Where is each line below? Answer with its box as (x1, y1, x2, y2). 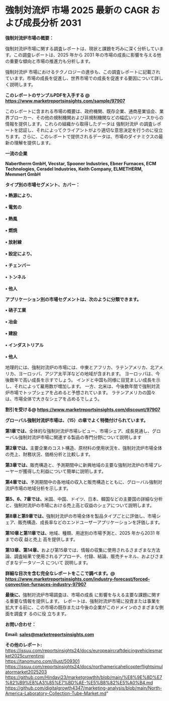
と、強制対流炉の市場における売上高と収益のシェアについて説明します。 (5, 502, 154, 508)
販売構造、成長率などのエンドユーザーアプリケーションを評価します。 (18, 519, 163, 525)
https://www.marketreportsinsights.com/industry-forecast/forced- (5, 576, 150, 582)
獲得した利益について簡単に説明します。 (22, 468, 107, 474)
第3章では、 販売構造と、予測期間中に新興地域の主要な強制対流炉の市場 (5, 462, 153, 468)
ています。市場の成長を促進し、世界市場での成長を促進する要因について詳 (5, 75, 159, 81)
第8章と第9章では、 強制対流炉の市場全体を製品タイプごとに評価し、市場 (5, 513, 157, 519)
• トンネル (5, 274, 26, 280)
